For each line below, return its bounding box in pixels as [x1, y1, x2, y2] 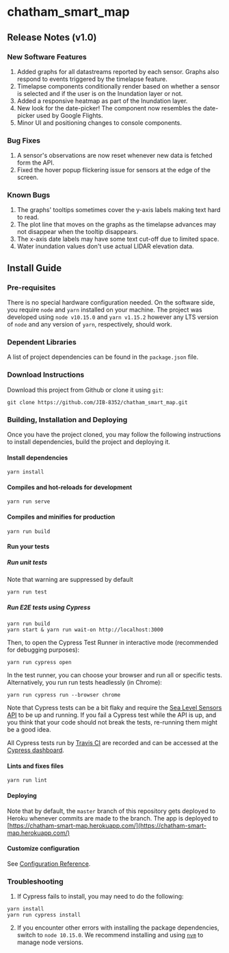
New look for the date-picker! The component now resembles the [16, 104, 202, 112]
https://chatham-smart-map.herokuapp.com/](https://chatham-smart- [9, 821, 207, 830]
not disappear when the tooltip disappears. [16, 228, 139, 236]
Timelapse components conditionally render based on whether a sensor [16, 82, 220, 90]
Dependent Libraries [7, 338, 77, 347]
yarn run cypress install [7, 912, 81, 919]
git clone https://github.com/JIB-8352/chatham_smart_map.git [7, 399, 188, 405]
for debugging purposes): [7, 646, 80, 654]
